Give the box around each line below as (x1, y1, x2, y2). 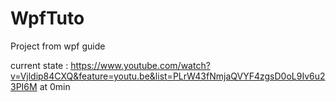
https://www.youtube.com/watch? (70, 59, 211, 71)
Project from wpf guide (10, 40, 106, 52)
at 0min (39, 80, 71, 92)
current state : (10, 59, 69, 71)
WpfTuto (10, 7, 85, 30)
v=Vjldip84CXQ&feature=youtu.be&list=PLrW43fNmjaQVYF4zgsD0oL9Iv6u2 (10, 70, 326, 82)
